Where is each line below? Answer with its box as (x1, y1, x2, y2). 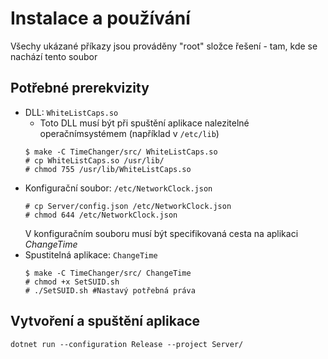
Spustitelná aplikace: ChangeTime (24, 248, 158, 261)
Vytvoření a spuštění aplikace (10, 313, 200, 330)
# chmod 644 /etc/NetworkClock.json (24, 210, 178, 220)
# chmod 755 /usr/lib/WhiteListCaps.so (24, 164, 192, 174)
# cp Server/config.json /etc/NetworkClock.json (24, 201, 232, 211)
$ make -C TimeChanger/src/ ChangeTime (24, 268, 192, 278)
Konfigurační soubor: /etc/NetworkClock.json (24, 182, 213, 194)
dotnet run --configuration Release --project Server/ (10, 339, 244, 349)
